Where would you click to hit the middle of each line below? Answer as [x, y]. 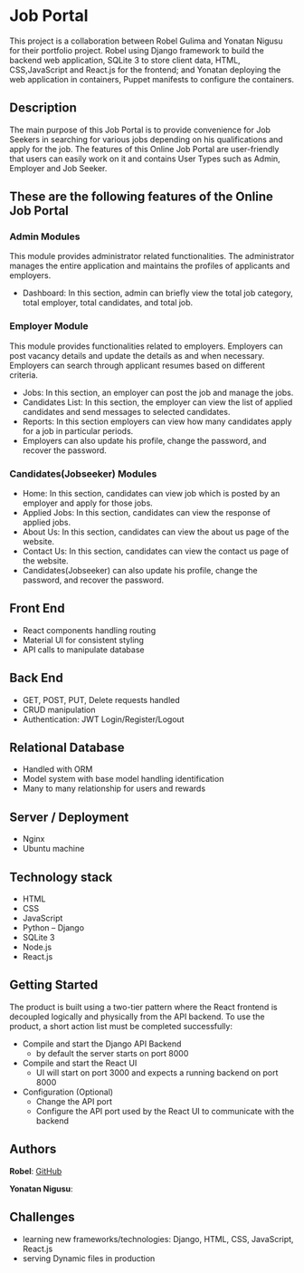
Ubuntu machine [53, 849]
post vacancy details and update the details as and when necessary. [137, 355]
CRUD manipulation [59, 709]
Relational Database [67, 748]
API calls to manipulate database [83, 650]
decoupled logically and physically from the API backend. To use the [137, 1017]
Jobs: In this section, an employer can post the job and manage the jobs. [158, 392]
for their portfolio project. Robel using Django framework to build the [137, 50]
